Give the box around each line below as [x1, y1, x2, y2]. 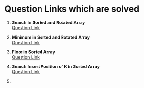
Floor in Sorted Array [11, 49, 56, 55]
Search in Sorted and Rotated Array [11, 20, 85, 25]
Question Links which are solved [4, 3, 140, 15]
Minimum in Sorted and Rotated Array [11, 34, 90, 40]
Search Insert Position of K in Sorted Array [11, 64, 100, 69]
